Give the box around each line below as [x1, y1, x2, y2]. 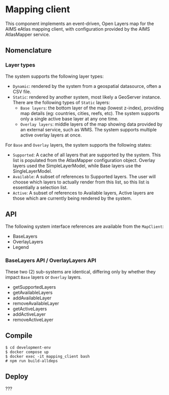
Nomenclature [5, 46, 52, 55]
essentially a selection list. [12, 184, 68, 190]
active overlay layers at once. [20, 132, 82, 138]
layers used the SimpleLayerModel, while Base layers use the [12, 162, 142, 169]
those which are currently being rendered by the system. [12, 195, 132, 201]
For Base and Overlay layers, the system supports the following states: [5, 142, 152, 148]
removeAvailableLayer [12, 300, 60, 306]
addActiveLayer [12, 311, 46, 317]
